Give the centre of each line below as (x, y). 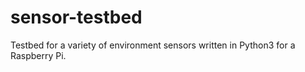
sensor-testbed (76, 17)
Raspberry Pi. (38, 55)
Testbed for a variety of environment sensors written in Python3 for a (153, 45)
